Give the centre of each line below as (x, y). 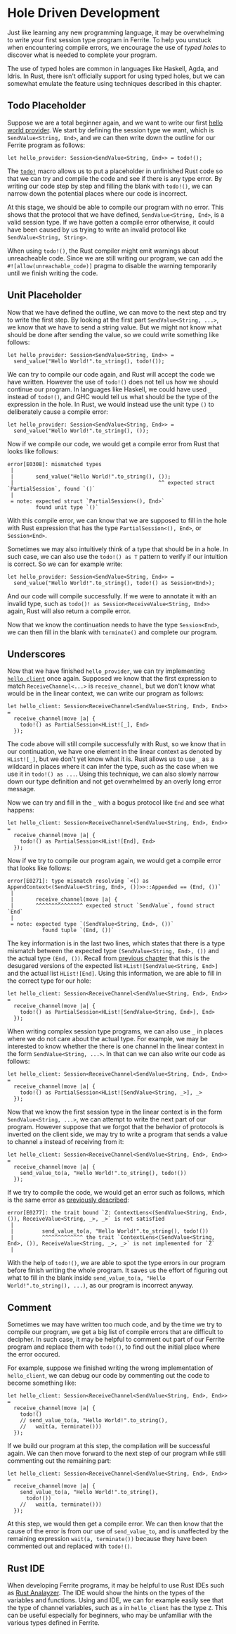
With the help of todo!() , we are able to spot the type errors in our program (117, 1263)
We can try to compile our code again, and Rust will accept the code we (111, 374)
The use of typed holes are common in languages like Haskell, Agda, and (113, 68)
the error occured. (34, 1355)
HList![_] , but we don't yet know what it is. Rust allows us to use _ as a (111, 759)
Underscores (37, 654)
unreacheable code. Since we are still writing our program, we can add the (115, 258)
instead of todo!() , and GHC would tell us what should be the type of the (113, 396)
